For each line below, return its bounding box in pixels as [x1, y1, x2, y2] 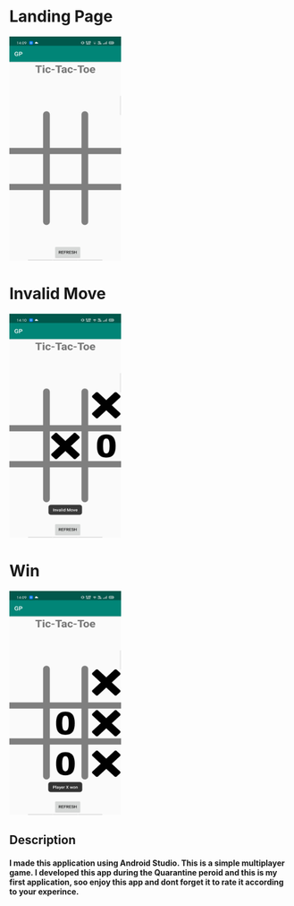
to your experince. [9, 885, 80, 897]
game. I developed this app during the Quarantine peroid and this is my [9, 867, 278, 877]
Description [9, 833, 76, 848]
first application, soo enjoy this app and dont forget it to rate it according [9, 876, 284, 887]
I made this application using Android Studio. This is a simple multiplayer [9, 858, 285, 868]
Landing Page [9, 6, 113, 27]
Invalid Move [9, 284, 106, 304]
